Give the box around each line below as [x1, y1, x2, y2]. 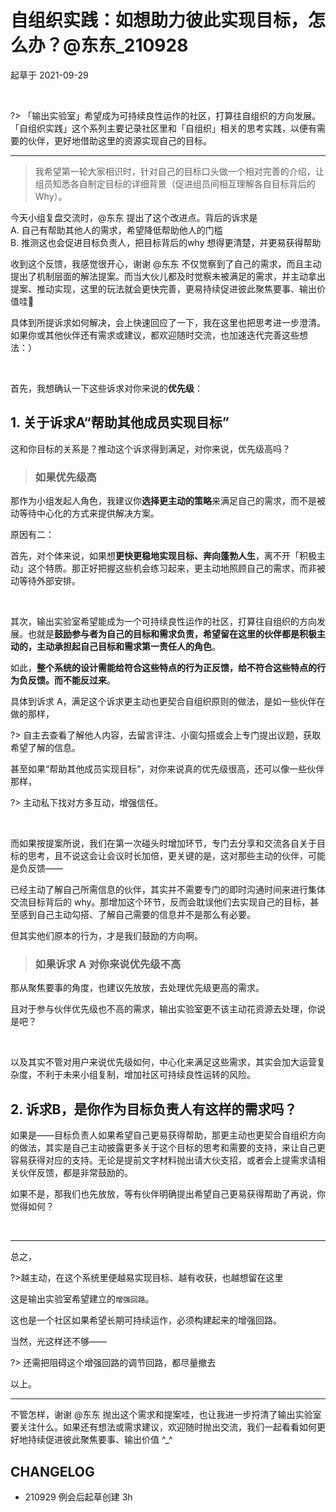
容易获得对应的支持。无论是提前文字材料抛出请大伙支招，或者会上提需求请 [10, 1154, 317, 1166]
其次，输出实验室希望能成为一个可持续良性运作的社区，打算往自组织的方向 [10, 616, 317, 628]
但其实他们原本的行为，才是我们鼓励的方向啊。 [10, 930, 203, 942]
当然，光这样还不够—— [10, 1336, 107, 1348]
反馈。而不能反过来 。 [27, 674, 116, 686]
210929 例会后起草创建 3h [24, 1491, 133, 1503]
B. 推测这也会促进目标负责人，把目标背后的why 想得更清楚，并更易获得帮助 [10, 236, 322, 248]
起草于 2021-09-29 [10, 69, 89, 81]
